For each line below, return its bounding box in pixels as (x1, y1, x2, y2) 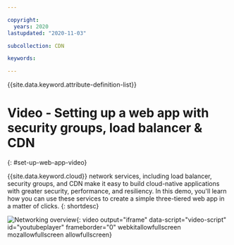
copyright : (7, 16, 39, 23)
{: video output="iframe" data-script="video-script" (76, 215, 227, 224)
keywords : (7, 55, 37, 62)
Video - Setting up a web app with (7, 105, 209, 121)
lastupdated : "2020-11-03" (7, 30, 87, 37)
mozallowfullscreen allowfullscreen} (7, 230, 113, 239)
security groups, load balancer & (7, 120, 203, 136)
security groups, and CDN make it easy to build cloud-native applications (7, 180, 220, 188)
